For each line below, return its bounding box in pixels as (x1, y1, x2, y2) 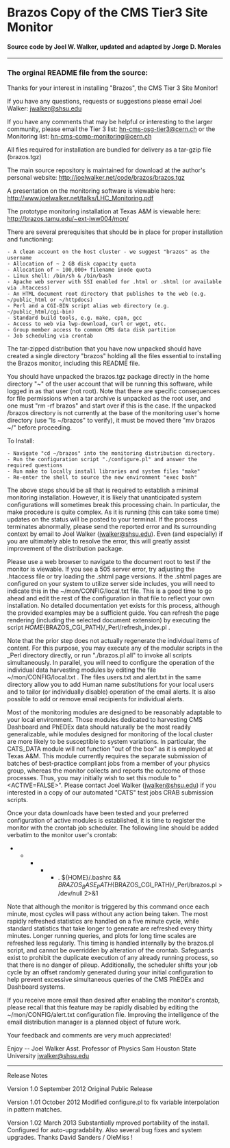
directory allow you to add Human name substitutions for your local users (7, 680, 214, 688)
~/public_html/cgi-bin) (7, 308, 75, 315)
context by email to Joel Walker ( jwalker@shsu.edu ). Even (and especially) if (7, 530, 223, 538)
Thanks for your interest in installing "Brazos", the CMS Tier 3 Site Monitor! (7, 84, 218, 92)
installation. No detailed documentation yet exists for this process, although (7, 601, 220, 609)
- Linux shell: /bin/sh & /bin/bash (7, 272, 112, 279)
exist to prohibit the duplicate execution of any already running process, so (7, 954, 218, 962)
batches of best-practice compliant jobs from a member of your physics (7, 759, 211, 767)
